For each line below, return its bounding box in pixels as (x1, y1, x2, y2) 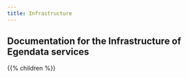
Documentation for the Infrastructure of (7, 36, 181, 47)
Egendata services (7, 46, 90, 58)
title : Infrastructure (7, 10, 72, 17)
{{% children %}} (7, 64, 56, 73)
